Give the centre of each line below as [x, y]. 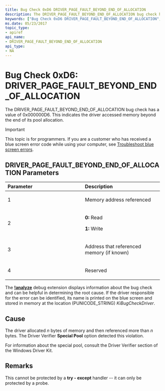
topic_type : [17, 28]
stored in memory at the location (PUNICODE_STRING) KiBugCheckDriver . [80, 303]
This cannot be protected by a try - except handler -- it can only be [73, 378]
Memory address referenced [118, 200]
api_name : [15, 37]
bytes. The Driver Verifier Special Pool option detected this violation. [75, 336]
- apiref [14, 32]
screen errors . [19, 150]
